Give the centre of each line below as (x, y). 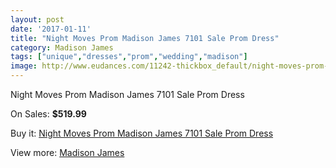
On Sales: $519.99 (48, 114)
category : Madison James (62, 47)
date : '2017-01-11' (51, 29)
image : (24, 66)
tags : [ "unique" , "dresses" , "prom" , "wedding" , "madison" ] (129, 57)
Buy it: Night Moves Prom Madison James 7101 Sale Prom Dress (142, 133)
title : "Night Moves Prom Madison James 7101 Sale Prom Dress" (145, 38)
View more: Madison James (67, 152)
